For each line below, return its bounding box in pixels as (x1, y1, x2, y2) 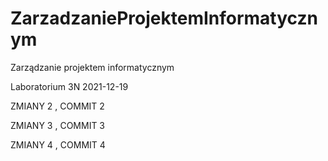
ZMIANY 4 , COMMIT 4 (10, 138, 106, 151)
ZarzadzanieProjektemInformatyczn (10, 7, 318, 30)
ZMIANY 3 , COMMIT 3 (10, 119, 106, 131)
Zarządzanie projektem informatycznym (10, 61, 175, 73)
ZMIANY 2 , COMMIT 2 (10, 100, 105, 112)
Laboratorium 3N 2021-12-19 (10, 80, 129, 92)
